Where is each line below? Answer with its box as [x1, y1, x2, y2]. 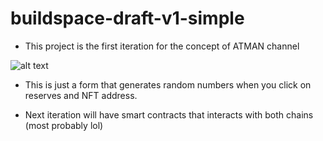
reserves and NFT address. [24, 89, 138, 101]
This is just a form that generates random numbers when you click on [24, 78, 312, 91]
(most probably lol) [24, 119, 104, 131]
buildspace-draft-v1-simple [10, 7, 245, 30]
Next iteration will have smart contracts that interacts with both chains [24, 108, 314, 121]
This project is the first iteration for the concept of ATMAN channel [24, 40, 300, 52]
